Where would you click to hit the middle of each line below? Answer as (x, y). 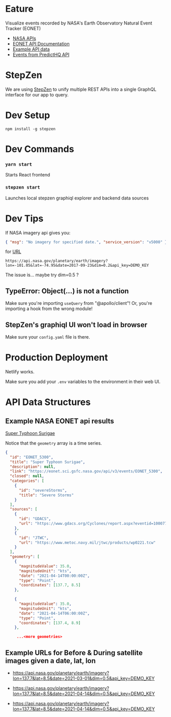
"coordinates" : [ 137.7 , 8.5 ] (50, 585)
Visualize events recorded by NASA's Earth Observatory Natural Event (79, 23)
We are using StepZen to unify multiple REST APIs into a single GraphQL (81, 89)
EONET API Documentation (41, 43)
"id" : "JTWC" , (34, 538)
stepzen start (23, 187)
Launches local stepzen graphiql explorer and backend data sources (77, 198)
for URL (13, 252)
